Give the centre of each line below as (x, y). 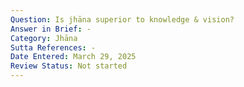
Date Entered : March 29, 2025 (73, 57)
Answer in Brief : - (51, 29)
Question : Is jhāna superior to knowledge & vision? (122, 19)
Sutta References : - (53, 47)
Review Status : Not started (69, 66)
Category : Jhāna (44, 38)
